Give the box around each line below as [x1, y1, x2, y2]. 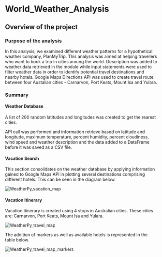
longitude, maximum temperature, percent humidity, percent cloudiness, [5, 134, 149, 139]
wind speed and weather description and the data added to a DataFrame [5, 139, 150, 145]
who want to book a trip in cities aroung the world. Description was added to [5, 58, 158, 64]
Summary [5, 91, 29, 98]
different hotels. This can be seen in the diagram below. [5, 176, 116, 183]
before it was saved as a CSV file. [5, 144, 72, 150]
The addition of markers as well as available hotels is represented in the [5, 232, 148, 238]
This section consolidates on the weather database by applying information [5, 166, 155, 172]
